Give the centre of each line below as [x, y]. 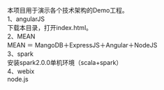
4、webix [21, 71]
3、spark [20, 54]
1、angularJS [26, 19]
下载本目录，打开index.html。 [50, 28]
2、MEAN [21, 36]
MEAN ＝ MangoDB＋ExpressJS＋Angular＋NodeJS [82, 45]
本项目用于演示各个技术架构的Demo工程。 [68, 10]
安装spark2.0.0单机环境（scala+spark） [65, 62]
